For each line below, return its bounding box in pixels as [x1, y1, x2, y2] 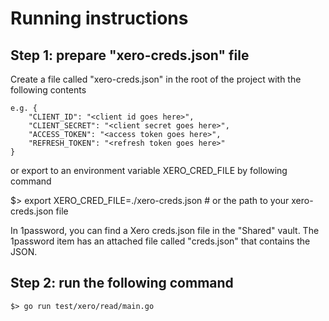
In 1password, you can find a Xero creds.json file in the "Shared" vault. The [10, 225, 320, 236]
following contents [10, 84, 87, 96]
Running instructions [10, 7, 189, 30]
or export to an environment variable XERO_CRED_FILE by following [10, 165, 288, 176]
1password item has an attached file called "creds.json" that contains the [10, 235, 311, 247]
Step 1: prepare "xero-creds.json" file [10, 47, 250, 64]
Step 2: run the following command [10, 275, 234, 292]
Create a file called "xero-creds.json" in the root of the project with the [10, 73, 302, 85]
